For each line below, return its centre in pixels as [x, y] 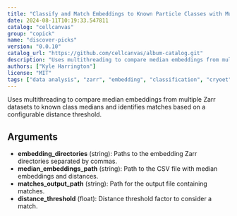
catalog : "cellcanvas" [41, 27]
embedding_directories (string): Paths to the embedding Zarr [107, 154]
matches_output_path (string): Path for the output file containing [113, 184]
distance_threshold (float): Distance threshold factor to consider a [115, 199]
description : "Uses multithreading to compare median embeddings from [113, 60]
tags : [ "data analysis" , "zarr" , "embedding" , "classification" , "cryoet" [120, 79]
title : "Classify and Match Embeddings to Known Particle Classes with [115, 14]
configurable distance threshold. [55, 114]
